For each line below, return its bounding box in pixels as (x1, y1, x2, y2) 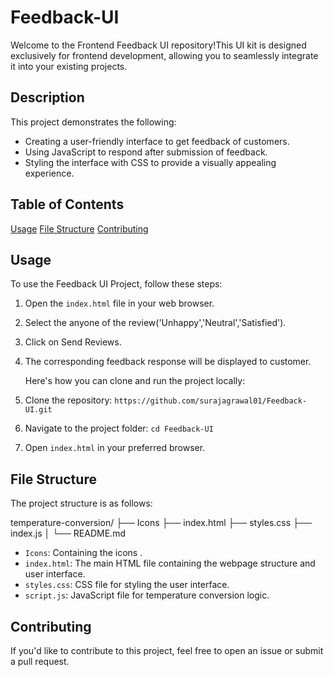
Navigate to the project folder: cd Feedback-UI (24, 422, 214, 435)
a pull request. (10, 656, 70, 667)
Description (10, 89, 85, 106)
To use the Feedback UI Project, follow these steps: (10, 278, 223, 290)
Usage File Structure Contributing (10, 222, 149, 235)
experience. (24, 167, 75, 179)
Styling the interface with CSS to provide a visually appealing (24, 156, 277, 168)
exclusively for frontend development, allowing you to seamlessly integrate (10, 49, 319, 61)
